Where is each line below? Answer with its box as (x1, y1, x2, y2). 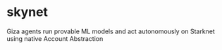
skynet (6, 4, 49, 20)
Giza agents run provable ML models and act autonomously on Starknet (6, 27, 216, 35)
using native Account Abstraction (6, 34, 104, 42)
